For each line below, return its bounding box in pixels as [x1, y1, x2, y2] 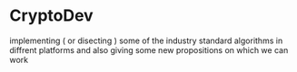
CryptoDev [9, 5, 94, 26]
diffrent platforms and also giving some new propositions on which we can [9, 44, 289, 55]
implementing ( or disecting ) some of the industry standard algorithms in [9, 35, 283, 46]
